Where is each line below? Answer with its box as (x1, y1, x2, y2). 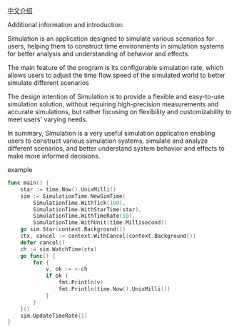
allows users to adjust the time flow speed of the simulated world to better (7, 71, 226, 79)
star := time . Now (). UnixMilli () (20, 186, 116, 193)
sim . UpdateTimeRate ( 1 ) (20, 312, 88, 319)
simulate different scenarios (7, 79, 89, 87)
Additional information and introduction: (7, 21, 124, 29)
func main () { (7, 179, 50, 186)
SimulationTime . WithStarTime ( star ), (33, 206, 142, 213)
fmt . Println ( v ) (58, 279, 103, 286)
